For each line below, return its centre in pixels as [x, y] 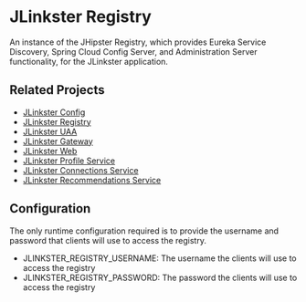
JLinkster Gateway [58, 141]
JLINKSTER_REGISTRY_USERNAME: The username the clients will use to [159, 258]
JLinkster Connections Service [80, 170]
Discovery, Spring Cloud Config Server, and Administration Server [133, 51]
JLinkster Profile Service [69, 161]
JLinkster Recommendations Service [92, 180]
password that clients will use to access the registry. [108, 240]
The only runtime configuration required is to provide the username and [144, 231]
